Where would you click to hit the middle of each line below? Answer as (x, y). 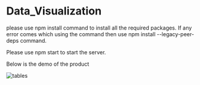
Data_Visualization (54, 11)
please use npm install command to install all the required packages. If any (99, 28)
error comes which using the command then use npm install (81, 34)
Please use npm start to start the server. (56, 52)
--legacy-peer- (176, 34)
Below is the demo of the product (48, 64)
